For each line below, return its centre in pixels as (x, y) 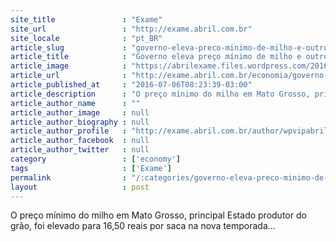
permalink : (69, 177)
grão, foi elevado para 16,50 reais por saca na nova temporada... (143, 226)
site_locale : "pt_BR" (86, 38)
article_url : (69, 76)
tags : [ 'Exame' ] (91, 168)
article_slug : (69, 47)
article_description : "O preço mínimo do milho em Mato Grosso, (160, 94)
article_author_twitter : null (80, 150)
